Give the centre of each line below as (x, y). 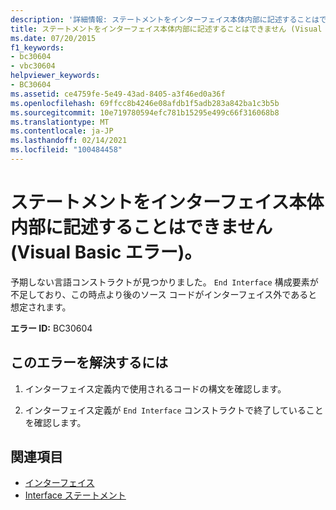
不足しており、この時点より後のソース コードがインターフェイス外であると (164, 294)
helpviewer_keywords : (55, 76)
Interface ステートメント (75, 495)
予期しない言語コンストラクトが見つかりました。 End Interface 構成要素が (164, 282)
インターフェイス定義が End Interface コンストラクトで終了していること (174, 410)
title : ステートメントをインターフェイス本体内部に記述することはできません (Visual (166, 29)
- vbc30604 (33, 66)
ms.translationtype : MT (60, 122)
